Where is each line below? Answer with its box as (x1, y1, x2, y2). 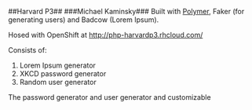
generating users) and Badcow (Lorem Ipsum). (8, 15, 159, 24)
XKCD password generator (19, 69, 107, 78)
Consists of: (8, 46, 47, 54)
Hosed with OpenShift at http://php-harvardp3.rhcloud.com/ (8, 31, 203, 39)
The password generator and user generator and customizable (8, 93, 211, 101)
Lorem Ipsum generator (19, 60, 97, 70)
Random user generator (19, 78, 97, 86)
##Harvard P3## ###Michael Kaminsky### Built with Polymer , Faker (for (8, 7, 245, 16)
